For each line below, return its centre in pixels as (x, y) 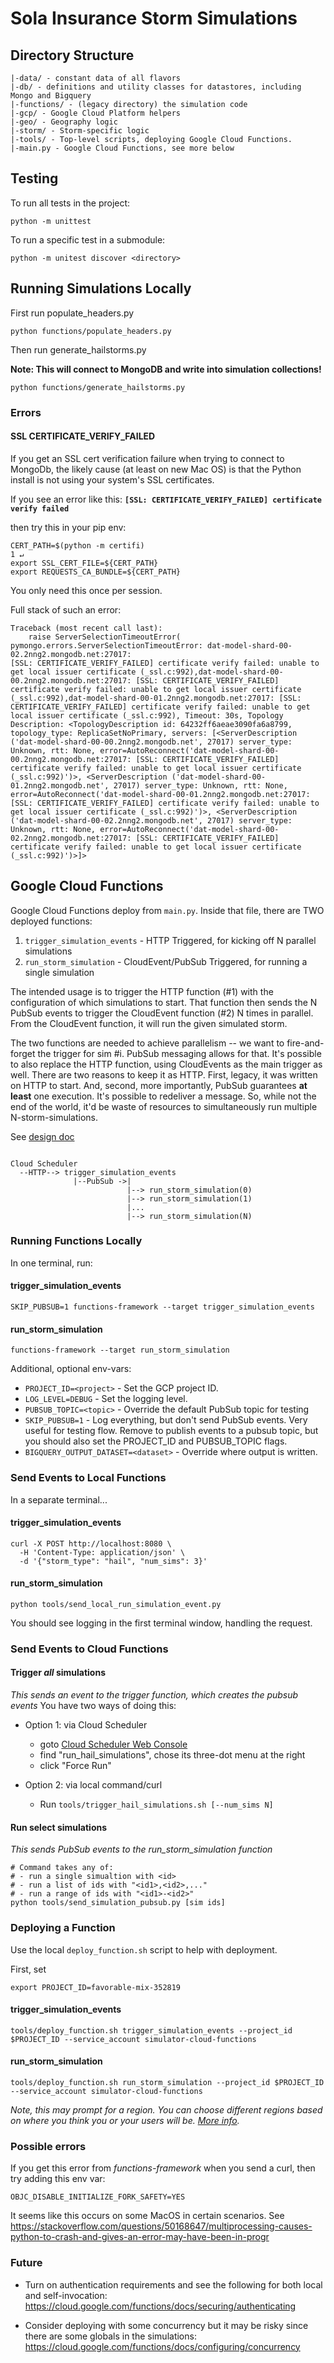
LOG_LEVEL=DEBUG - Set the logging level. (106, 1399)
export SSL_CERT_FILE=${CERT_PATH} (84, 563)
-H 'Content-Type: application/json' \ (102, 1552)
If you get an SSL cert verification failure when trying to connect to (147, 458)
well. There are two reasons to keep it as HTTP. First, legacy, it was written (164, 1074)
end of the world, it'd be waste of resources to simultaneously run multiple (164, 1106)
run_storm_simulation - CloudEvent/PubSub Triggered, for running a (166, 961)
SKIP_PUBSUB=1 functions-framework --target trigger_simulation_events (162, 1307)
